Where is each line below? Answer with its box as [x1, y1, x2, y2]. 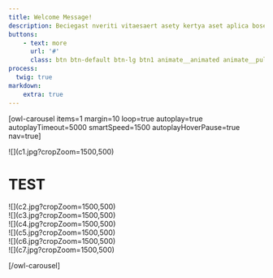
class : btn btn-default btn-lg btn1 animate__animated [29, 56, 220, 64]
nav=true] [8, 131, 41, 141]
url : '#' [29, 47, 60, 56]
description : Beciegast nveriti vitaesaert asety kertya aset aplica [8, 21, 249, 30]
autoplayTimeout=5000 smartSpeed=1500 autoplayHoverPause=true [8, 122, 240, 132]
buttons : [8, 30, 38, 38]
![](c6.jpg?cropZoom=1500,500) [8, 237, 116, 246]
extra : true [23, 90, 63, 98]
